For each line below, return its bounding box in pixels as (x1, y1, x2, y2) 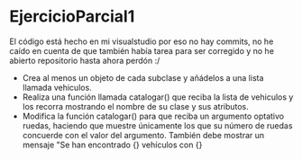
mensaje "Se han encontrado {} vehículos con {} (22, 139, 203, 150)
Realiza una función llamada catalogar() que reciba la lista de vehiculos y (22, 92, 294, 102)
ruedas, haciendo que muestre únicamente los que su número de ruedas (22, 119, 293, 131)
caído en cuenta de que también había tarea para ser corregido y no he (9, 45, 275, 56)
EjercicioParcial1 (9, 6, 135, 27)
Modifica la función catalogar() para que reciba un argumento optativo (22, 110, 285, 121)
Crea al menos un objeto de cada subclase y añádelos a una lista (22, 72, 264, 83)
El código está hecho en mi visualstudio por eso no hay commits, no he (9, 36, 274, 47)
